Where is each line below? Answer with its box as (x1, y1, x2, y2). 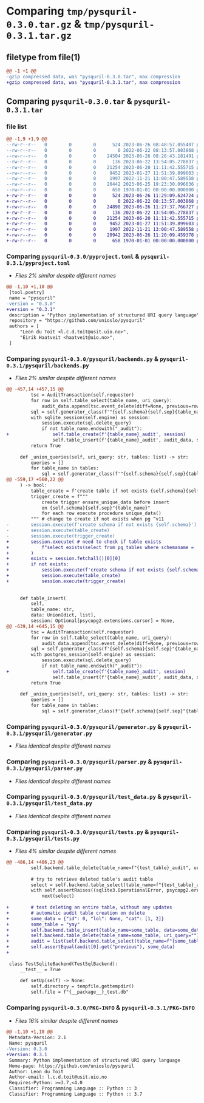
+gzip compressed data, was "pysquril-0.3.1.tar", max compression (6, 79, 181, 86)
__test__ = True (19, 966, 61, 972)
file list (6, 122, 27, 131)
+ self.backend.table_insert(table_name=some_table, (6, 927, 162, 933)
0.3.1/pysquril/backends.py (6, 362, 89, 369)
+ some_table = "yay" (6, 921, 80, 927)
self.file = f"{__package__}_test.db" (30, 989, 129, 995)
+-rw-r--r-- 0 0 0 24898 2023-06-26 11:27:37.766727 (6, 203, 194, 210)
